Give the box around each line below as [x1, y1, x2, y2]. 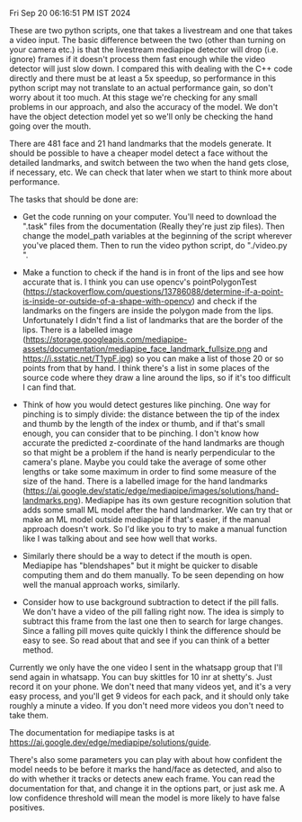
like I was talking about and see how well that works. [22, 533, 218, 544]
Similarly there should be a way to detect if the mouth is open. [22, 551, 253, 561]
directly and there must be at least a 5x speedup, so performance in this [9, 73, 277, 84]
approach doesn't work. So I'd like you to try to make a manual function [22, 524, 288, 534]
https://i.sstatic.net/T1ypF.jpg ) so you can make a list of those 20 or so [22, 353, 284, 364]
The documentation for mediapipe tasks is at [9, 727, 175, 737]
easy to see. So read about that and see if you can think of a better [22, 635, 271, 646]
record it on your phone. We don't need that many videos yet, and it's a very [9, 682, 292, 691]
